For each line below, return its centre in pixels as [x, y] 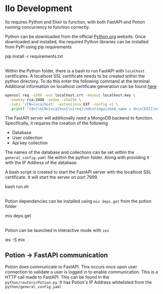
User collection [27, 138]
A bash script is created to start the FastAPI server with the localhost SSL [78, 172]
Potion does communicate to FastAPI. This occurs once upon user [71, 267]
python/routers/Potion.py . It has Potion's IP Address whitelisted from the [78, 282]
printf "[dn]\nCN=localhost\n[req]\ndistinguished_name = [71, 109]
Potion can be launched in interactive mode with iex [57, 230]
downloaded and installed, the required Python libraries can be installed [77, 41]
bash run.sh [17, 187]
